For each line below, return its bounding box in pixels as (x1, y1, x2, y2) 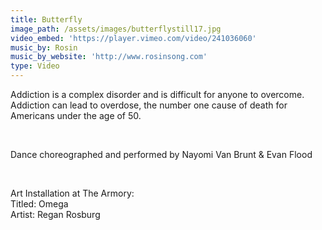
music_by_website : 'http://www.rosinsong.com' (10, 52, 208, 62)
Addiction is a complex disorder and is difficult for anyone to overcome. (10, 89, 305, 100)
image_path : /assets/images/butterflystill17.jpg (10, 24, 222, 34)
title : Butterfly (10, 14, 83, 25)
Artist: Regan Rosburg (10, 209, 101, 220)
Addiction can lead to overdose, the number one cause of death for (10, 99, 288, 111)
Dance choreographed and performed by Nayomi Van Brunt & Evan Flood (10, 149, 313, 160)
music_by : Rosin (10, 42, 78, 53)
